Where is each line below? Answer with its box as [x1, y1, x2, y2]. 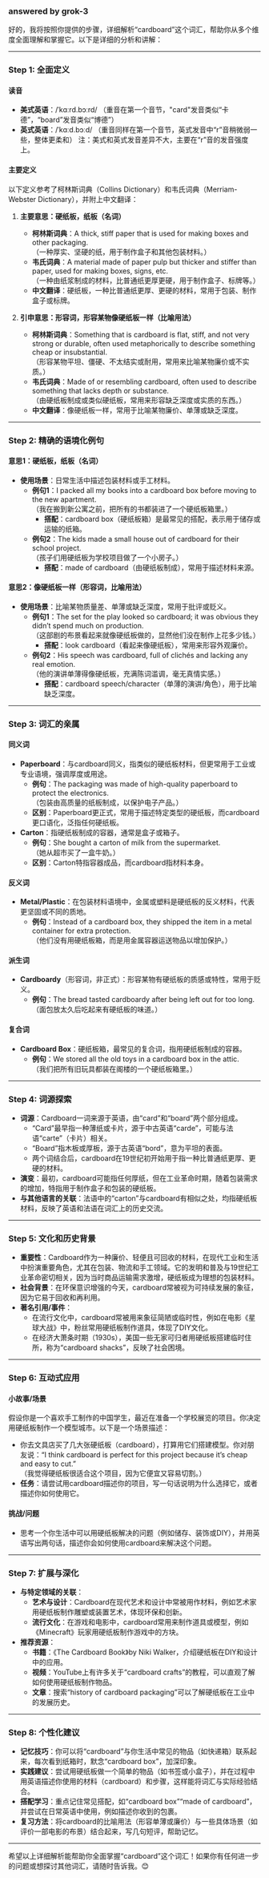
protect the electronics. [31, 788, 110, 798]
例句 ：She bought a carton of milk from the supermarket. [31, 838, 221, 847]
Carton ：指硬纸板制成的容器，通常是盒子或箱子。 [19, 828, 184, 838]
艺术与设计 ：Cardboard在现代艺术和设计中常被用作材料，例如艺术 [31, 1597, 250, 1606]
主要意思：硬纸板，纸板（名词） [19, 211, 126, 221]
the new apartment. [31, 495, 97, 504]
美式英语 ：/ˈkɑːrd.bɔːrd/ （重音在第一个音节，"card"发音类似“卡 [19, 105, 230, 115]
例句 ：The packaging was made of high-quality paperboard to [31, 779, 239, 789]
